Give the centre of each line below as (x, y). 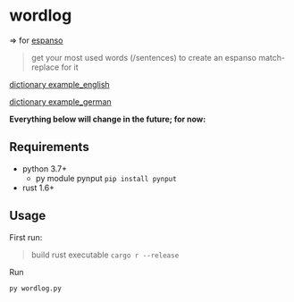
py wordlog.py (36, 288)
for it (70, 67)
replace (45, 67)
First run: (26, 237)
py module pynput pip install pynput (106, 178)
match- (272, 57)
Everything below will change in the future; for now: (108, 119)
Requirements (49, 147)
